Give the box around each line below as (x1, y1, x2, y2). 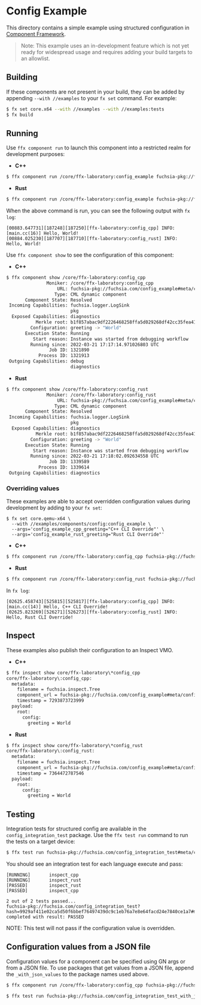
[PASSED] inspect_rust (6, 882, 82, 889)
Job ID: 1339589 (48, 459, 90, 465)
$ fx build (6, 112, 33, 118)
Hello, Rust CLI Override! (6, 614, 74, 620)
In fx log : (6, 587, 30, 594)
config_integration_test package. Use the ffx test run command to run (6, 832, 188, 839)
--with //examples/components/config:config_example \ (11, 521, 151, 527)
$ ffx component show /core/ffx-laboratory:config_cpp (6, 275, 146, 281)
